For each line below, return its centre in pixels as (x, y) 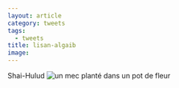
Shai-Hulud (26, 76)
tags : (16, 30)
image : (18, 53)
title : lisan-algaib (42, 46)
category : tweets (37, 23)
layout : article (35, 16)
